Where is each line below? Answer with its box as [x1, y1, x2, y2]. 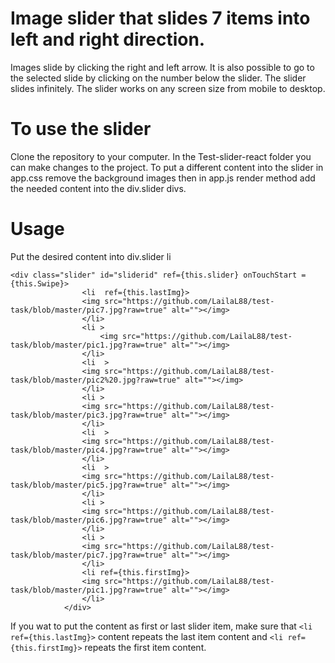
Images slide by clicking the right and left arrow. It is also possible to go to [10, 61, 315, 73]
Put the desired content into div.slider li [10, 250, 172, 262]
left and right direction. [10, 28, 206, 51]
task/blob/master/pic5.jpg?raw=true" [10, 480, 168, 490]
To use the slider [10, 118, 152, 141]
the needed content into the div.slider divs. [10, 182, 187, 194]
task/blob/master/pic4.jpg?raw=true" [10, 445, 168, 455]
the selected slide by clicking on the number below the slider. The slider [10, 72, 307, 84]
